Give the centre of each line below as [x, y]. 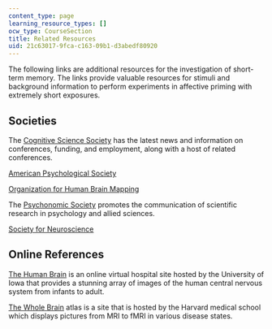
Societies [32, 121]
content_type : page [41, 16]
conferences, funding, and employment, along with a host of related [122, 149]
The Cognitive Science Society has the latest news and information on [126, 140]
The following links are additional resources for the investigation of [120, 69]
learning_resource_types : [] [58, 24]
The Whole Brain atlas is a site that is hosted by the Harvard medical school [135, 307]
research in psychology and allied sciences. [82, 213]
